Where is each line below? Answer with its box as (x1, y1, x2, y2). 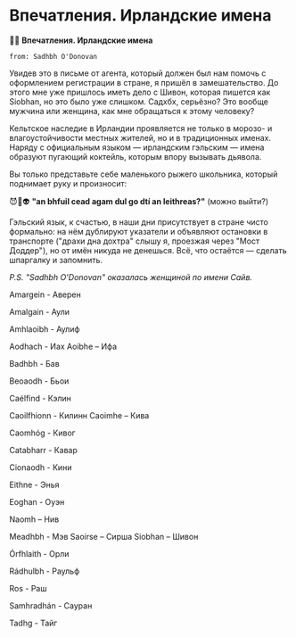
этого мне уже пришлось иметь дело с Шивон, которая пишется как (9, 87, 271, 97)
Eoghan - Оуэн (9, 496, 65, 507)
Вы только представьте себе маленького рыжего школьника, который (9, 169, 278, 179)
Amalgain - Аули (9, 306, 70, 317)
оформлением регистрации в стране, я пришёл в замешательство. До (9, 77, 279, 87)
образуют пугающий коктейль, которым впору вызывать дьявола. (9, 151, 262, 161)
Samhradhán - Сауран (9, 600, 93, 611)
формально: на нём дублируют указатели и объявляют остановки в (9, 226, 268, 236)
